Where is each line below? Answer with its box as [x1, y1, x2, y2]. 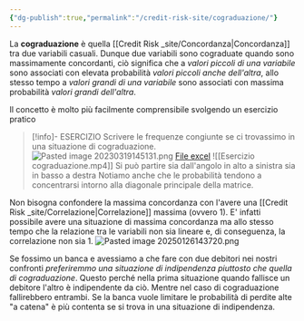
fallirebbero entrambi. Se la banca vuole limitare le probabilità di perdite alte [9, 291, 292, 302]
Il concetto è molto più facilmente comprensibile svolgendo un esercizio [9, 103, 279, 114]
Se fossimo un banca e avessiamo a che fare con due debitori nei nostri [9, 253, 278, 264]
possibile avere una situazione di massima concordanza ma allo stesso [9, 216, 274, 227]
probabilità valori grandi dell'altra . [9, 86, 136, 97]
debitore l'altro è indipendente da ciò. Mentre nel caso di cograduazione [9, 282, 279, 293]
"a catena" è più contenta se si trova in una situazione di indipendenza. [9, 301, 275, 312]
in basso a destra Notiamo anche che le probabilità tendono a [31, 170, 262, 180]
